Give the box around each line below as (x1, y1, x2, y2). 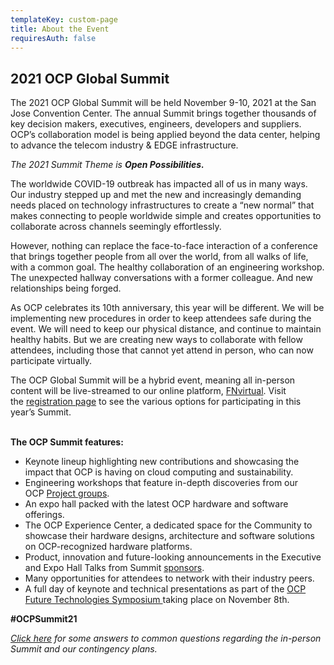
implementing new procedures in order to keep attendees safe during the (10, 312, 312, 325)
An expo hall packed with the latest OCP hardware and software (24, 498, 289, 510)
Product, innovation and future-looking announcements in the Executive (24, 551, 322, 563)
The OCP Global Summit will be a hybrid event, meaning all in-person (10, 374, 296, 386)
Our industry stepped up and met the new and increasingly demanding (10, 189, 302, 201)
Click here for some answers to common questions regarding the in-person (10, 632, 322, 645)
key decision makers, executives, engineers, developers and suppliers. (10, 118, 302, 130)
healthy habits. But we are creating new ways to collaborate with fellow (10, 334, 303, 346)
